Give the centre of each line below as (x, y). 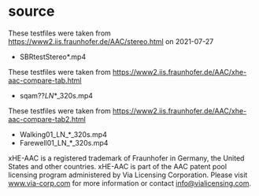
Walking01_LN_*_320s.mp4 (63, 134)
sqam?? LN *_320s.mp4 (56, 95)
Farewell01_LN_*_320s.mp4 (64, 142)
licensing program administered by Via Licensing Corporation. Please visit (128, 175)
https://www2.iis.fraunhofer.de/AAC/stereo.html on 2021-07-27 (111, 41)
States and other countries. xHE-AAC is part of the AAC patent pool (117, 166)
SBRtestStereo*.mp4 (53, 57)
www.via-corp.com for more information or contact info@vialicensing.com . (130, 183)
